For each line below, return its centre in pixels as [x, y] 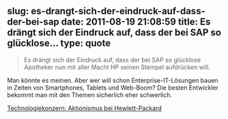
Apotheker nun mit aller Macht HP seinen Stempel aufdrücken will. [117, 67]
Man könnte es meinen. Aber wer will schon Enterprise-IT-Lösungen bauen [113, 80]
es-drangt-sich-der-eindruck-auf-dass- [118, 11]
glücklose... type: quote [59, 43]
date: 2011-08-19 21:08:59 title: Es [136, 22]
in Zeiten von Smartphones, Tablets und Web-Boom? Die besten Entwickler [113, 88]
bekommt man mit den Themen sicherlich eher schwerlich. [90, 94]
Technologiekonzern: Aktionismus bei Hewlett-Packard [84, 108]
